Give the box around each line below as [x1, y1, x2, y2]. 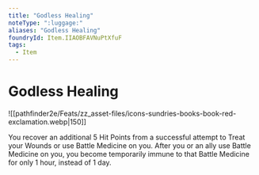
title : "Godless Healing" [8, 11, 93, 20]
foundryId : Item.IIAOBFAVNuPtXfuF [8, 33, 123, 42]
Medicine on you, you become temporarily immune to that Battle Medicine [8, 149, 249, 158]
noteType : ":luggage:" [8, 19, 83, 27]
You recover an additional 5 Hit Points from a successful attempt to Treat [8, 132, 246, 142]
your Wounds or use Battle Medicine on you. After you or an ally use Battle [8, 140, 251, 150]
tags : [8, 41, 26, 49]
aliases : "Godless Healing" [8, 26, 101, 34]
